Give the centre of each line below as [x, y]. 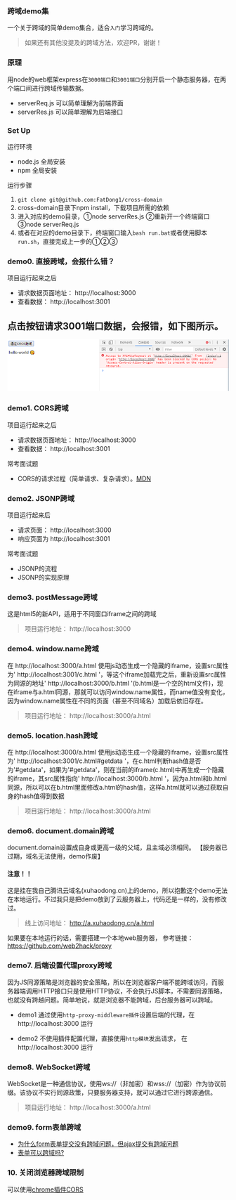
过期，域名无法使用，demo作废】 [55, 856]
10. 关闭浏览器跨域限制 [46, 1173]
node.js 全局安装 [41, 161]
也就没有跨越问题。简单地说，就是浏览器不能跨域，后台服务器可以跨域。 [112, 1000]
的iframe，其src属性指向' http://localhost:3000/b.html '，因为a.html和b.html [117, 778]
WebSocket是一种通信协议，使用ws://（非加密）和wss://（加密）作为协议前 [117, 1084]
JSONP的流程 [37, 569]
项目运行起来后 [29, 515]
